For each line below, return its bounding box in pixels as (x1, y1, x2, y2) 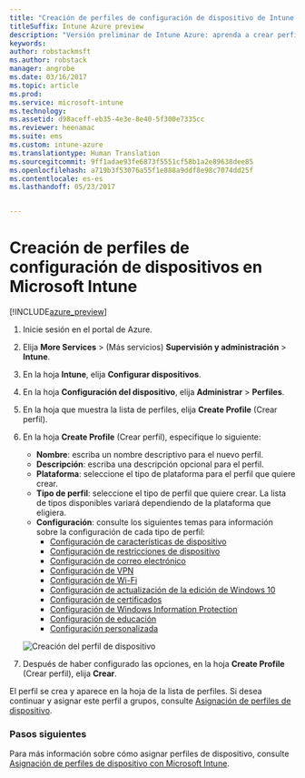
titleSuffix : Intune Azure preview (9, 22, 144, 31)
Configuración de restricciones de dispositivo (49, 546, 221, 557)
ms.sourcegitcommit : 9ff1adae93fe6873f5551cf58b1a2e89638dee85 (9, 157, 254, 167)
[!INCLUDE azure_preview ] (9, 307, 107, 318)
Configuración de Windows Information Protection (49, 604, 238, 615)
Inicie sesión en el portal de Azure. (22, 324, 152, 335)
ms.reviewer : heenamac (9, 124, 95, 133)
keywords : (9, 38, 47, 48)
